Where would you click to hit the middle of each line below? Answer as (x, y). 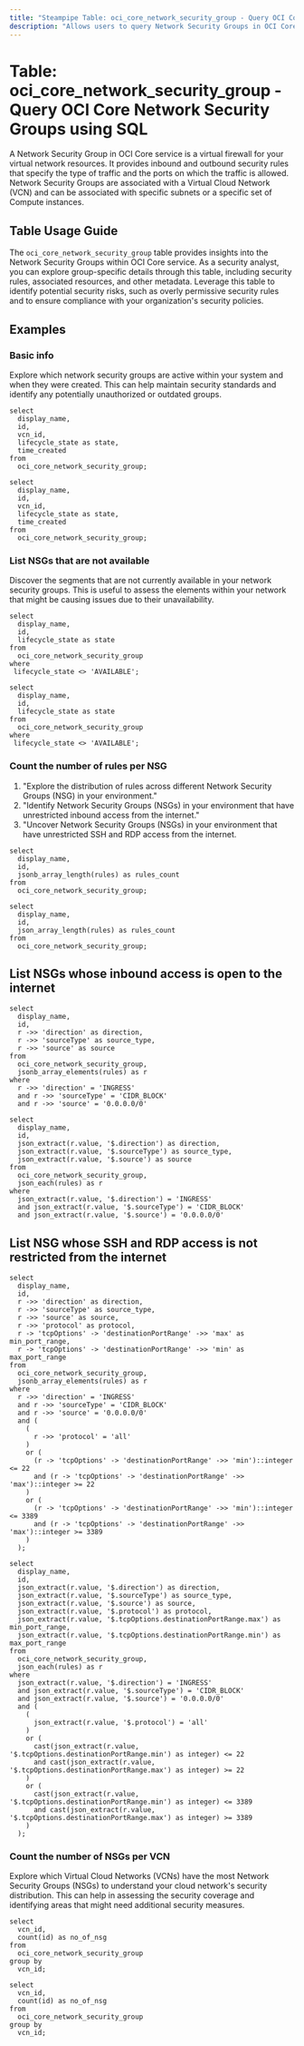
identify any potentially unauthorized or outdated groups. (115, 394)
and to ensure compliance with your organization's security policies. (137, 301)
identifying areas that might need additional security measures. (127, 1905)
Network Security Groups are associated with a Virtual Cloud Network (140, 183)
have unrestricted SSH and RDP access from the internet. (129, 834)
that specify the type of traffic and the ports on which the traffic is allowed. (149, 173)
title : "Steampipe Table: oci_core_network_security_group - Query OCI (147, 18)
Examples (38, 329)
